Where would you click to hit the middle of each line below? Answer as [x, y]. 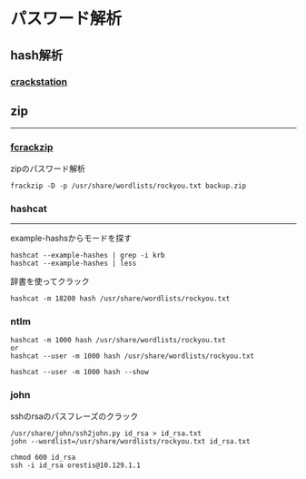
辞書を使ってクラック [50, 281]
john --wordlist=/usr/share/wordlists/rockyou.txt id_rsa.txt [130, 441]
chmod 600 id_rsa [43, 457]
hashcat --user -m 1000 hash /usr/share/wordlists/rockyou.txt [133, 356]
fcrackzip [32, 148]
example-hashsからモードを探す [71, 238]
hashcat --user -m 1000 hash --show [79, 372]
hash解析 [37, 55]
